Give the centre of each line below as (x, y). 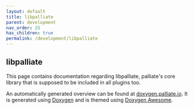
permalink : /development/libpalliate (52, 38)
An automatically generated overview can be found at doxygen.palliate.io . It (97, 93)
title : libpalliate (30, 17)
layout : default (26, 11)
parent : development (31, 22)
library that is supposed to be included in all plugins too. (74, 82)
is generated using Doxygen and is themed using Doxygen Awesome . (90, 100)
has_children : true (30, 33)
